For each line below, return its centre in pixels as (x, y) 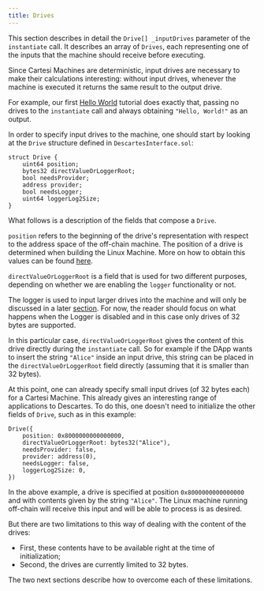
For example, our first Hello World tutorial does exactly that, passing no (124, 102)
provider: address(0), (59, 456)
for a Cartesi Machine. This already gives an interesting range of (113, 397)
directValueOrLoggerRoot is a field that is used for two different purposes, (128, 276)
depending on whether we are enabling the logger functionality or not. (122, 284)
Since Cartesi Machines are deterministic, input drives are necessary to (124, 70)
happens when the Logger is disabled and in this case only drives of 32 (124, 316)
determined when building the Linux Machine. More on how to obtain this (127, 252)
